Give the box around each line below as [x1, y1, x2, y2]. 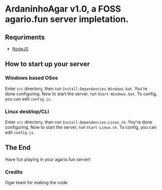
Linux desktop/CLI [5, 108, 49, 115]
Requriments [5, 33, 45, 41]
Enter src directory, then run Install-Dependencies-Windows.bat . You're [5, 86, 148, 91]
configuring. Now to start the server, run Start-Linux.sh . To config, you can [5, 124, 157, 130]
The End [5, 143, 31, 152]
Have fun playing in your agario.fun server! [5, 156, 91, 162]
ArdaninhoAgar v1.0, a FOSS [5, 3, 121, 15]
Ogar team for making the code [5, 180, 68, 186]
